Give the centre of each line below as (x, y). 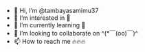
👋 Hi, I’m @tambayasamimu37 (56, 11)
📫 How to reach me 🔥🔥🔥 (49, 41)
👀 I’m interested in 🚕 (42, 18)
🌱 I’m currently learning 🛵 (49, 25)
